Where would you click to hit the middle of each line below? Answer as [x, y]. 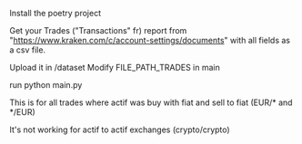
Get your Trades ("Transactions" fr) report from [98, 30]
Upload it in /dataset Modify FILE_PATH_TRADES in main [115, 67]
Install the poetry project [55, 13]
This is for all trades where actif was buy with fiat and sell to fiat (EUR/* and [151, 102]
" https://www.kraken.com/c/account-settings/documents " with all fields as [150, 40]
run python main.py [46, 85]
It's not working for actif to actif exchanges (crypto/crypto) [120, 130]
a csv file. [28, 50]
